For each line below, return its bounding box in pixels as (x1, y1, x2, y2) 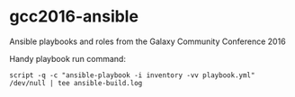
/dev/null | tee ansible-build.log (9, 78, 143, 87)
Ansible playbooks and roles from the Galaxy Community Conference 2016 (9, 36, 286, 47)
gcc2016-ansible (9, 6, 139, 27)
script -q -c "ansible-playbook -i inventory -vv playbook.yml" (9, 70, 255, 80)
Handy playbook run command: (9, 53, 126, 64)
